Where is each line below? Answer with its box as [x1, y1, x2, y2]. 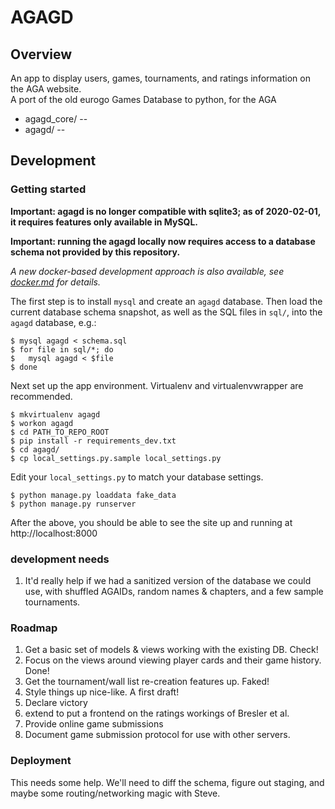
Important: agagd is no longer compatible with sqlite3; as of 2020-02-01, [10, 205, 322, 217]
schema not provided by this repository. [10, 246, 181, 258]
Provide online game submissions [24, 718, 164, 730]
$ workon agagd [10, 418, 74, 428]
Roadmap [10, 621, 58, 635]
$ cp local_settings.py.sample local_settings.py [10, 453, 222, 463]
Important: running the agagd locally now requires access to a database [10, 235, 316, 247]
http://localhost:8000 [10, 527, 98, 539]
